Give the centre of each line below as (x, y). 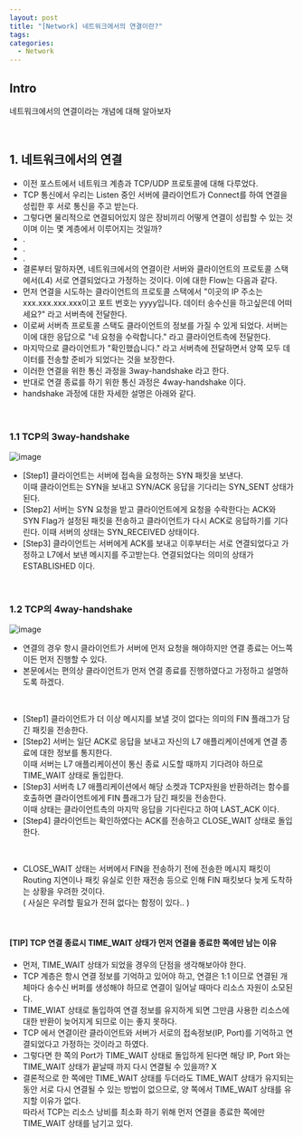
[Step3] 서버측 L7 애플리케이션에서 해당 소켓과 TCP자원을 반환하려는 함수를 (156, 787)
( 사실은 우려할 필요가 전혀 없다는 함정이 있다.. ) (106, 903)
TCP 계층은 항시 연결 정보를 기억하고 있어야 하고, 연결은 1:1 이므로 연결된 (150, 976)
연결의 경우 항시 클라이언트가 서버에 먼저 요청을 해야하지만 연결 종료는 (146, 648)
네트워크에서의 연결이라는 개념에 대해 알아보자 (90, 110)
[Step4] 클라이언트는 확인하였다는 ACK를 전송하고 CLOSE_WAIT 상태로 (149, 821)
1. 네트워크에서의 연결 (66, 160)
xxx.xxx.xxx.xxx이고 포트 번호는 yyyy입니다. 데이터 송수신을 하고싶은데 (149, 302)
